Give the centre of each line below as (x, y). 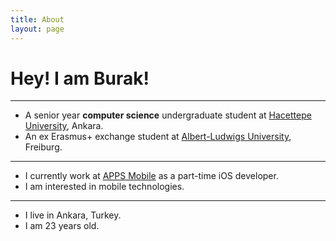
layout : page (37, 29)
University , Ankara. (64, 126)
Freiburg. (43, 147)
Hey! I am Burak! (80, 78)
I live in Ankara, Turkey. (73, 215)
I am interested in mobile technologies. (104, 187)
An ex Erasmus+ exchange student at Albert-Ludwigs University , (158, 137)
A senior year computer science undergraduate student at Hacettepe (168, 115)
